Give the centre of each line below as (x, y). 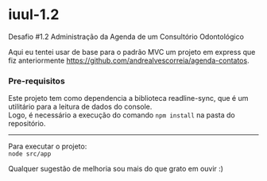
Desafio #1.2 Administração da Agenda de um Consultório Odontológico (126, 37)
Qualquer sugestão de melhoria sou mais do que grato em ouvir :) (116, 169)
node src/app (30, 154)
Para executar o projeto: (48, 146)
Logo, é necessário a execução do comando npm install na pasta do (122, 115)
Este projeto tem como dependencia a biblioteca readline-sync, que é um (128, 98)
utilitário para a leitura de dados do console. (80, 107)
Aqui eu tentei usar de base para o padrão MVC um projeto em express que (132, 52)
